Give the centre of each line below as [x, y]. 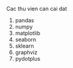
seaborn [26, 39]
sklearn [25, 46]
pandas [25, 20]
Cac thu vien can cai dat [37, 9]
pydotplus [28, 59]
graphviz [26, 52]
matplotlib [28, 33]
